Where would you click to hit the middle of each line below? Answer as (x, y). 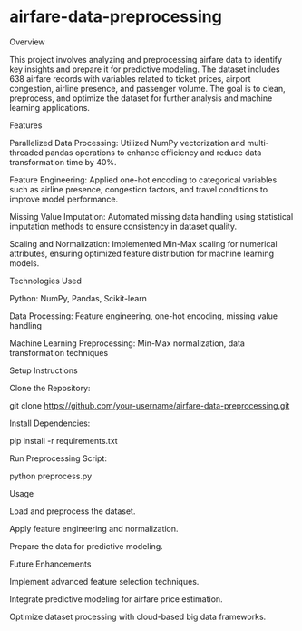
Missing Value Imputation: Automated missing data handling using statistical (151, 216)
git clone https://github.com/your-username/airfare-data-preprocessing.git (150, 405)
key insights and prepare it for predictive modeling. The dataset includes (145, 69)
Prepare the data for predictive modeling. (86, 546)
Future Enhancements (50, 564)
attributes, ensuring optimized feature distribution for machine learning (142, 253)
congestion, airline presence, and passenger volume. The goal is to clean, (147, 88)
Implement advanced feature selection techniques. (104, 581)
